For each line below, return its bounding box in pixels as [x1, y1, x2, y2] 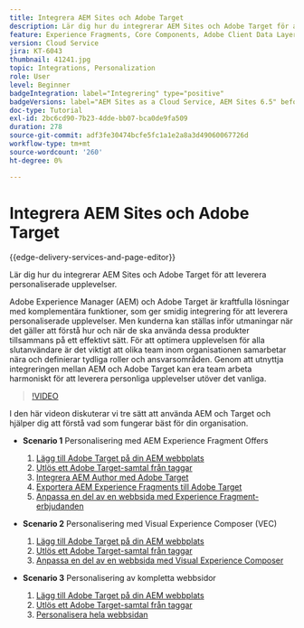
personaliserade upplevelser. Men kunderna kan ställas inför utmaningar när [9, 315, 294, 326]
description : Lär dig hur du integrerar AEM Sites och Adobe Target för [9, 22, 290, 31]
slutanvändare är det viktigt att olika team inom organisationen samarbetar [9, 344, 287, 355]
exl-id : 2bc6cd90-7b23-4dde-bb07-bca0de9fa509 [9, 114, 188, 123]
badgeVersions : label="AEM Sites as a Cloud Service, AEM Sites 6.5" [9, 97, 278, 107]
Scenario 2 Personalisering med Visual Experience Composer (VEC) [22, 519, 278, 530]
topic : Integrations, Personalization [9, 64, 156, 73]
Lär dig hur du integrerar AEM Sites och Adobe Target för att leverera [9, 269, 267, 280]
